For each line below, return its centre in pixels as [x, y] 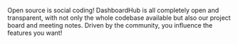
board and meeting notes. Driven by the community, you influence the [110, 25]
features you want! [35, 33]
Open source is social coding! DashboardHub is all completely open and [113, 10]
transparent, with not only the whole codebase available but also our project [119, 18]
